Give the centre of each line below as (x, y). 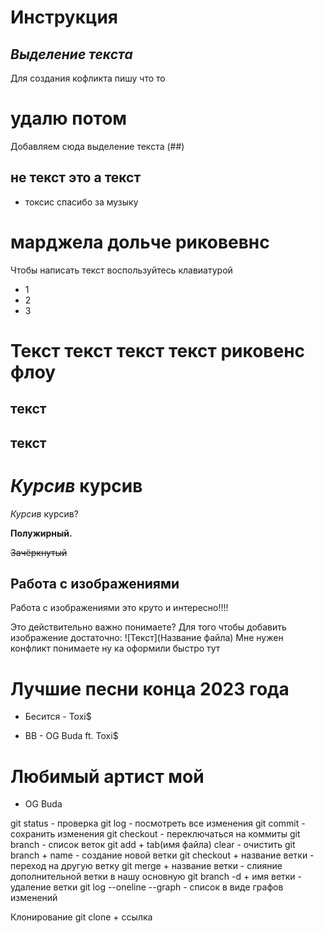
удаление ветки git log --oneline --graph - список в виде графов (147, 887)
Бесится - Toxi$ (58, 717)
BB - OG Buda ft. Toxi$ (71, 736)
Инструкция (64, 17)
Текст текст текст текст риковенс (158, 350)
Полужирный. (41, 533)
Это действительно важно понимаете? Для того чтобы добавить (148, 627)
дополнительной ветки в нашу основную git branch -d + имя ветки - (156, 877)
